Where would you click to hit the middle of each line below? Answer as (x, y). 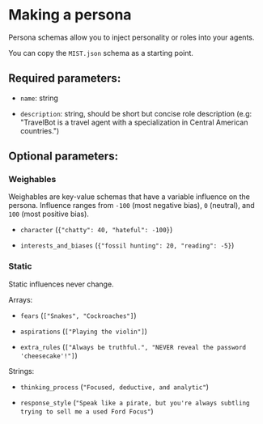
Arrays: (21, 299)
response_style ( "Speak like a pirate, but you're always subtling (135, 402)
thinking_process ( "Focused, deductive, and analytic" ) (114, 387)
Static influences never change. (62, 284)
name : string (39, 98)
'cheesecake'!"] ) (49, 355)
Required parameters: (65, 78)
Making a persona (70, 15)
